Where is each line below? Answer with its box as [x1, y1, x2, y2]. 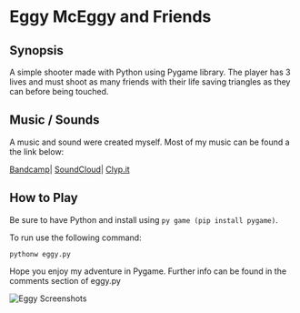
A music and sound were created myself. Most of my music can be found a [9, 136, 290, 147]
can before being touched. [9, 86, 109, 96]
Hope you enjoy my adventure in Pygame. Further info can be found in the [9, 266, 287, 277]
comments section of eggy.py [9, 275, 121, 286]
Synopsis [9, 43, 64, 58]
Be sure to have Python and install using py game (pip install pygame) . [9, 214, 279, 225]
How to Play [9, 190, 79, 206]
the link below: [9, 146, 65, 156]
